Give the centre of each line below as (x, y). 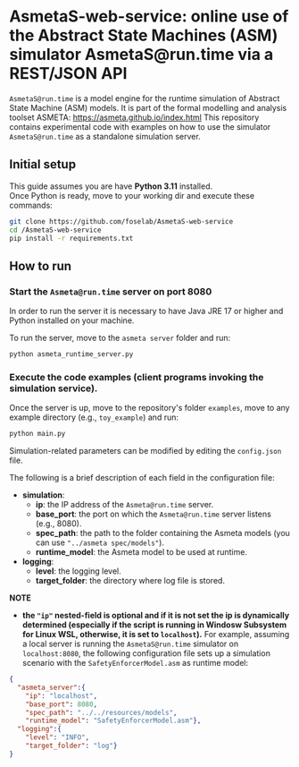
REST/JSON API (68, 74)
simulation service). (54, 388)
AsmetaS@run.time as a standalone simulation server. (105, 136)
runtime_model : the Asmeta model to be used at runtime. (141, 552)
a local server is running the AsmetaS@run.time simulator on (130, 644)
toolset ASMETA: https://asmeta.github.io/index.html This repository (134, 117)
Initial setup (43, 164)
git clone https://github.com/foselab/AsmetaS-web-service (121, 221)
